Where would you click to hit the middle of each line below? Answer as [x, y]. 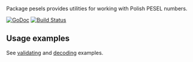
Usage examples [38, 39]
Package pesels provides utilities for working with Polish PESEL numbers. [97, 9]
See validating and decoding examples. [55, 53]
